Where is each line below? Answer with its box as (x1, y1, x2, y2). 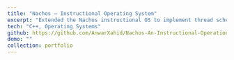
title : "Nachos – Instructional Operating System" (7, 10, 157, 17)
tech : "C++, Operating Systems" (7, 23, 101, 30)
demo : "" (7, 36, 33, 43)
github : (7, 29, 30, 37)
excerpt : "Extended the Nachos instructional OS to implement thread (7, 17, 214, 23)
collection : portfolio (7, 42, 73, 49)
